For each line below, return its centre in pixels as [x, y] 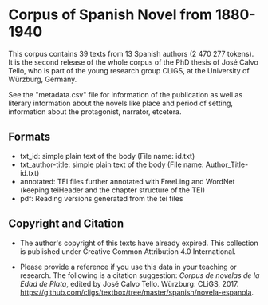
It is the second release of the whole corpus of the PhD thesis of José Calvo [134, 62]
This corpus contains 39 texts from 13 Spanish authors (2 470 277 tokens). [131, 53]
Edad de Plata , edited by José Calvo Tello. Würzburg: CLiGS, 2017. [129, 283]
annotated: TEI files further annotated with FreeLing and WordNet [127, 181]
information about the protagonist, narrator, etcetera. [95, 111]
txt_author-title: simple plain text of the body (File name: [112, 164]
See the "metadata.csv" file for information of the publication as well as [126, 94]
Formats [29, 137]
